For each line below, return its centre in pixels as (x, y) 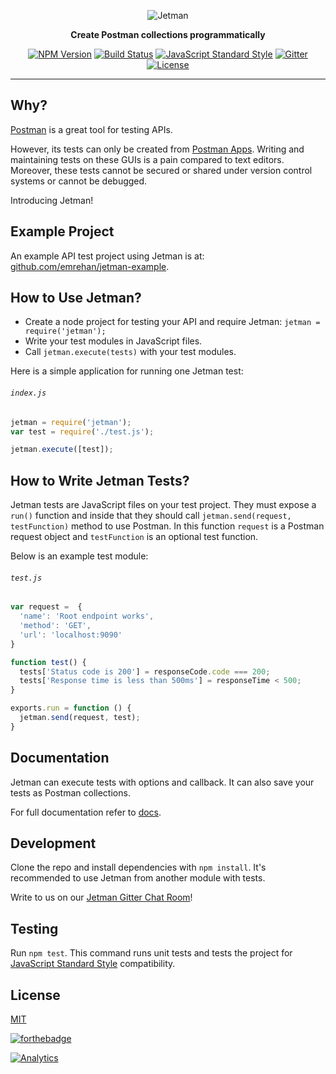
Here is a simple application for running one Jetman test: (127, 371)
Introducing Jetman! (52, 200)
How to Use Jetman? (76, 298)
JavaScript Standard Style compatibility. (93, 964)
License (35, 995)
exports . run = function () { (71, 708)
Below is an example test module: (79, 556)
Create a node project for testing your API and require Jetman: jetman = (172, 322)
